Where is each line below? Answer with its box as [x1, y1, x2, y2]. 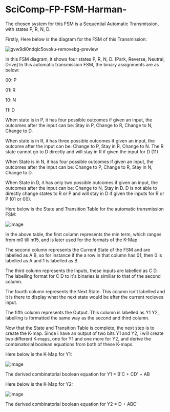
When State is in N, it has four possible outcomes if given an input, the [5, 158, 154, 165]
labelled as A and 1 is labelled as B [5, 257, 78, 263]
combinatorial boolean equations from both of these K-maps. [5, 341, 134, 347]
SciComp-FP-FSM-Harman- [5, 4, 127, 15]
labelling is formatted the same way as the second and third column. [5, 315, 150, 321]
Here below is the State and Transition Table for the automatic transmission [5, 206, 164, 212]
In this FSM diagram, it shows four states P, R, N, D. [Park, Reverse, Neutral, [5, 56, 165, 62]
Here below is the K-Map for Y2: [5, 381, 73, 387]
